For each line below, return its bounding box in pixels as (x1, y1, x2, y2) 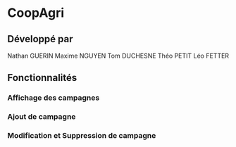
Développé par (7, 33, 73, 45)
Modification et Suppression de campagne (7, 131, 156, 141)
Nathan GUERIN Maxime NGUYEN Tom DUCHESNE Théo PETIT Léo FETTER (7, 51, 230, 60)
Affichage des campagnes (7, 93, 100, 103)
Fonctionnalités (7, 72, 77, 84)
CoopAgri (7, 5, 65, 21)
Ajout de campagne (7, 112, 76, 122)
